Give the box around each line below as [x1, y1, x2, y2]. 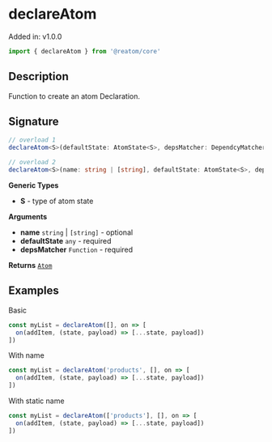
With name [8, 351, 45, 360]
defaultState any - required [19, 236, 112, 245]
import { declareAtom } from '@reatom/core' [8, 47, 161, 55]
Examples [8, 284, 59, 298]
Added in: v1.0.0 [8, 32, 62, 41]
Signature [8, 115, 59, 129]
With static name [8, 396, 65, 406]
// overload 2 [8, 159, 57, 167]
